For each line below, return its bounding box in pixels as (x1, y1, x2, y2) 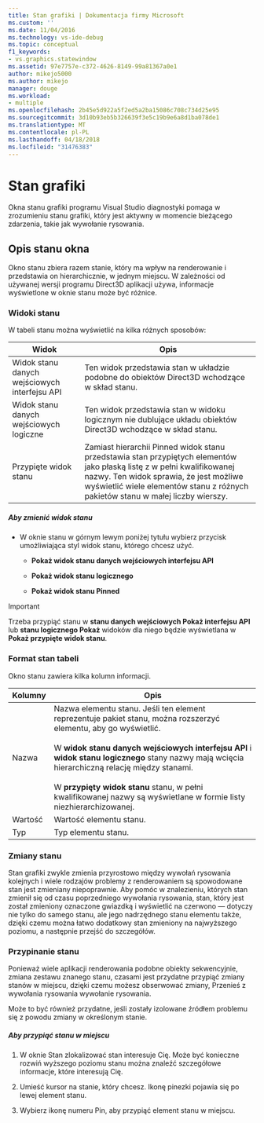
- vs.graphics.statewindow (8, 56, 97, 64)
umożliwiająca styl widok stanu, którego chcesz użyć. (19, 541, 195, 551)
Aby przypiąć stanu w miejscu (8, 1030, 110, 1040)
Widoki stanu (8, 308, 60, 319)
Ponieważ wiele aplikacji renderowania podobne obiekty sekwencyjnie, (8, 964, 238, 974)
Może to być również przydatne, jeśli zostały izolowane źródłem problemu (8, 1004, 248, 1014)
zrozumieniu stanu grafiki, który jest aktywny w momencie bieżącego (8, 211, 233, 221)
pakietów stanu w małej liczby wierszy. (84, 491, 228, 502)
